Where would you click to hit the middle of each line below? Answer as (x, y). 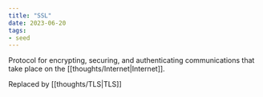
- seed (19, 38)
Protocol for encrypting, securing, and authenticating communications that (131, 60)
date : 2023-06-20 (37, 23)
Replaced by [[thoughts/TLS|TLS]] (65, 84)
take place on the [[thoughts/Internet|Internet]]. (87, 69)
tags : (17, 30)
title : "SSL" (30, 16)
